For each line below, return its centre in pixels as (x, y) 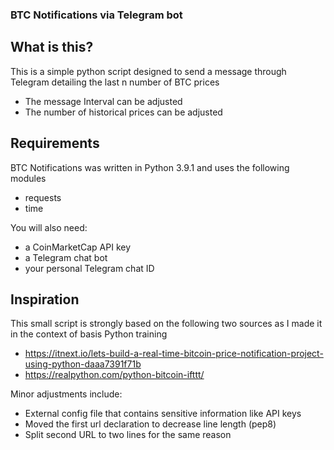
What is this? (52, 47)
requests (43, 197)
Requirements (55, 143)
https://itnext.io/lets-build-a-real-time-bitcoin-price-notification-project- (174, 354)
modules (28, 178)
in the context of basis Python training (89, 334)
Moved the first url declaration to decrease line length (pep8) (150, 424)
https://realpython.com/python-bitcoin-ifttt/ (114, 375)
